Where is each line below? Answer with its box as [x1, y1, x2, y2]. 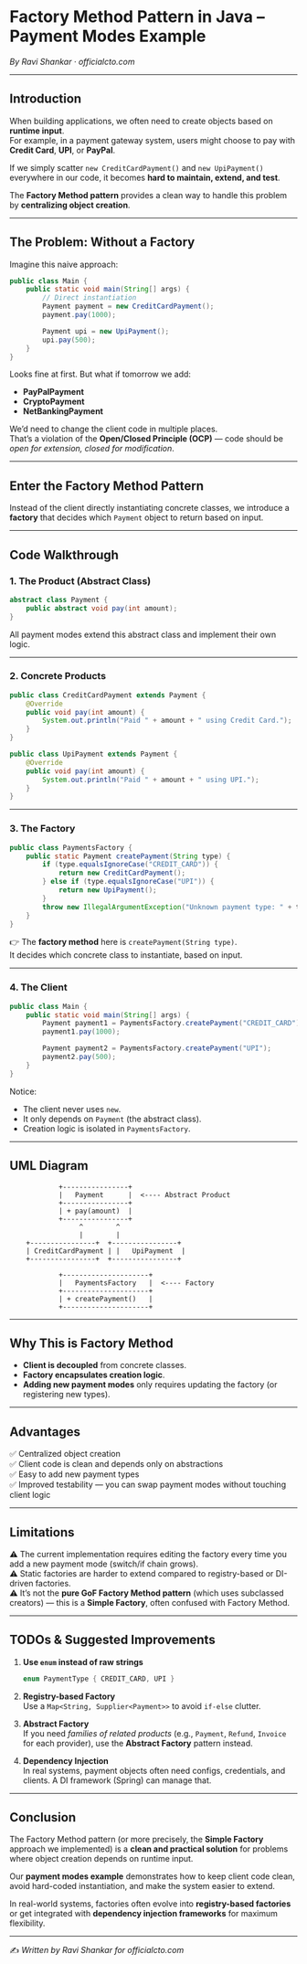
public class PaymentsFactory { [9, 843, 132, 852]
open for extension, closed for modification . [9, 443, 175, 454]
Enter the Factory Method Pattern [9, 478, 204, 494]
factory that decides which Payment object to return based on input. [9, 512, 264, 523]
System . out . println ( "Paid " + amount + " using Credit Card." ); [42, 716, 292, 726]
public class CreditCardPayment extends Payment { [9, 690, 206, 700]
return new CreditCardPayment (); [58, 868, 185, 878]
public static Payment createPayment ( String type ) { [26, 852, 231, 861]
